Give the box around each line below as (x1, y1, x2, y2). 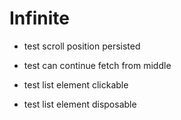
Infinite (9, 7, 70, 30)
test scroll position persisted (23, 40, 141, 52)
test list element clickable (23, 78, 129, 91)
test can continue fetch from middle (23, 59, 172, 71)
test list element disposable (23, 98, 137, 110)
